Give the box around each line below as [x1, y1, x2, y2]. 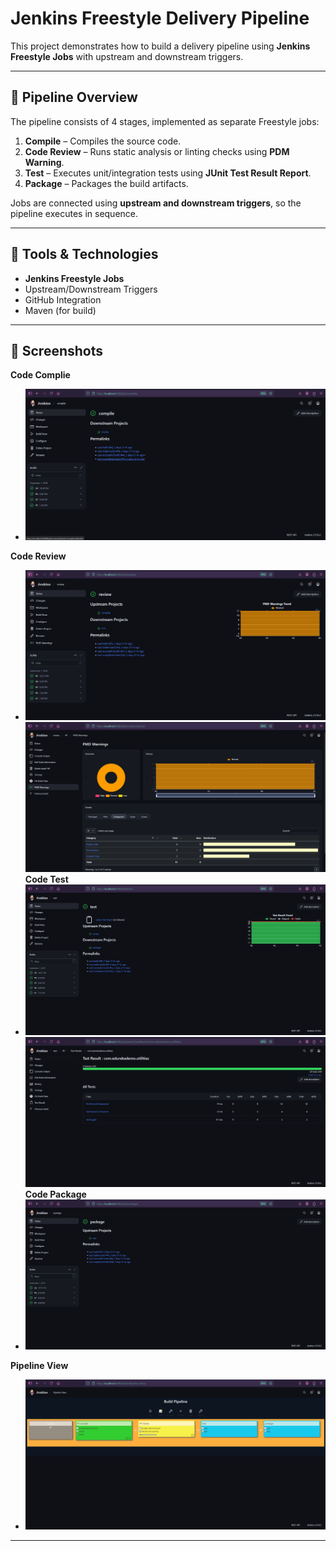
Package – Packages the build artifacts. [24, 177, 189, 189]
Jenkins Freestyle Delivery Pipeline [10, 7, 310, 30]
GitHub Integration [24, 293, 102, 306]
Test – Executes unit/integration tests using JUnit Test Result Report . [24, 167, 312, 179]
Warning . [24, 156, 65, 168]
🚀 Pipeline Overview [10, 89, 138, 106]
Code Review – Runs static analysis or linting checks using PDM [24, 145, 290, 157]
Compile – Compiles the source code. [24, 135, 182, 147]
